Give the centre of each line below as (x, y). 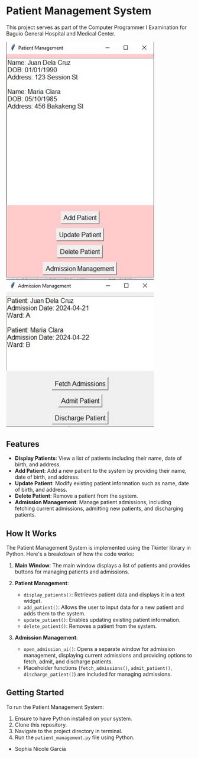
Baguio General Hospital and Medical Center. (61, 33)
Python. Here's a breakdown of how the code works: (70, 554)
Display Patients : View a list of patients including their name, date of (98, 458)
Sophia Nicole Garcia (40, 749)
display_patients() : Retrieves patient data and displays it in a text (104, 594)
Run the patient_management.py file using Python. (74, 737)
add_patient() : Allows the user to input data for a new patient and (104, 607)
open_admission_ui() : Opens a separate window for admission (99, 649)
